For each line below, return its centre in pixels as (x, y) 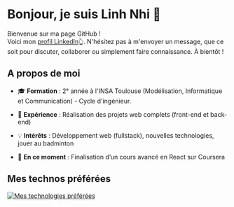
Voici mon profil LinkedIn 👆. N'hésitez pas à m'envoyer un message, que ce (116, 41)
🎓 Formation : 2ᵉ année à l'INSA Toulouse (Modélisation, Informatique (120, 91)
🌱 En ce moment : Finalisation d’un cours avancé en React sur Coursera (121, 157)
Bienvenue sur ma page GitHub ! (54, 34)
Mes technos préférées (59, 179)
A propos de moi (44, 74)
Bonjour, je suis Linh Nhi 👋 (84, 14)
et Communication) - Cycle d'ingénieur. (74, 101)
